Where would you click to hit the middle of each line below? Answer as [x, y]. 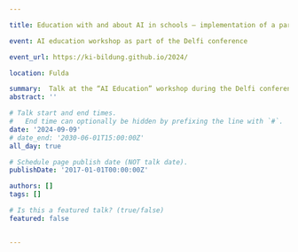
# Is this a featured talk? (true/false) [87, 210]
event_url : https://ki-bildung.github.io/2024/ [99, 57]
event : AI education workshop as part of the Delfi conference [129, 41]
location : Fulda [39, 73]
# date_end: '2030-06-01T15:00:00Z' [77, 138]
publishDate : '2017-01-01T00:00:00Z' [79, 170]
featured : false [39, 218]
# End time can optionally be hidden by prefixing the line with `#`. [146, 121]
